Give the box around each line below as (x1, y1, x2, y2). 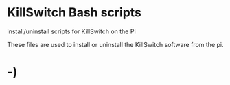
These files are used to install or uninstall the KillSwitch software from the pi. (7, 40, 224, 48)
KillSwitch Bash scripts (7, 5, 142, 20)
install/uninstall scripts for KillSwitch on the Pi (7, 27, 136, 35)
